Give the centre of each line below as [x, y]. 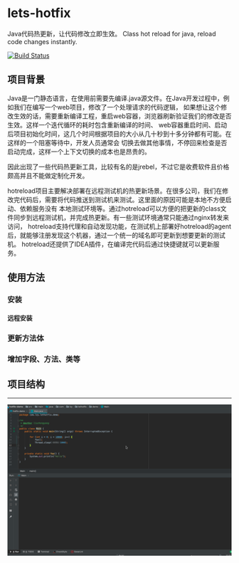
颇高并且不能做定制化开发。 [48, 175]
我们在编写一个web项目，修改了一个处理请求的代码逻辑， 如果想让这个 [117, 107]
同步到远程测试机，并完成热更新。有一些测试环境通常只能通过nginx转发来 [121, 217]
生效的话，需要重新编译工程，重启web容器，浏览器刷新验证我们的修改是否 [122, 116]
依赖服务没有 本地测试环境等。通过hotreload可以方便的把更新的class [120, 209]
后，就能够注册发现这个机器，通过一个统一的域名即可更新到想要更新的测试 [116, 235]
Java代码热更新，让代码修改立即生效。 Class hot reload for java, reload [112, 33]
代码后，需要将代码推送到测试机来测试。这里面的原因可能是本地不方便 [122, 199]
